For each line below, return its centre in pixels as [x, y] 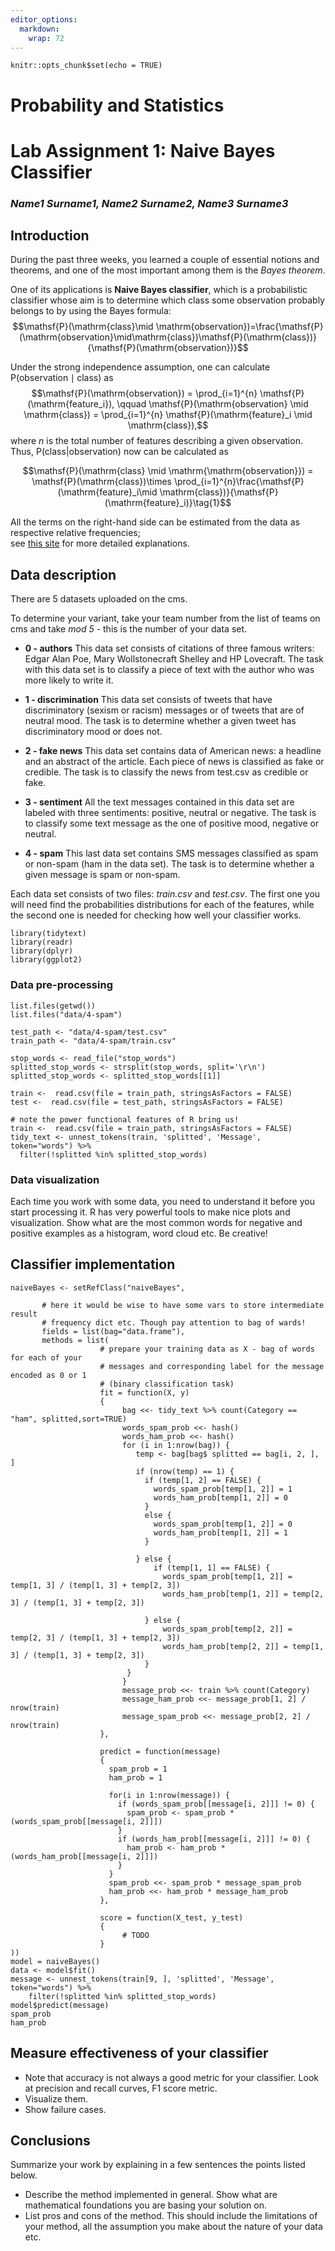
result [24, 1314]
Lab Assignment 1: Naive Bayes [143, 150]
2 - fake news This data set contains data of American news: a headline [173, 751]
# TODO [135, 1935]
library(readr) [42, 942]
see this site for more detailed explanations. [100, 543]
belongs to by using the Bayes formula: [91, 311]
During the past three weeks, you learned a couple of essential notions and [165, 260]
